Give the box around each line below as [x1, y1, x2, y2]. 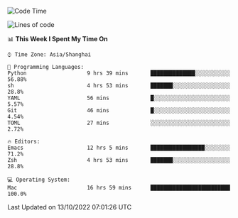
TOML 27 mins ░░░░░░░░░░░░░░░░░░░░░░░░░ [7, 119, 231, 126]
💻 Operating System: [7, 176, 71, 183]
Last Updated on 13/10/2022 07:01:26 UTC [7, 203, 132, 211]
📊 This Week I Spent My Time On [7, 35, 108, 43]
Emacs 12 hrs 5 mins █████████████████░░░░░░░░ [7, 144, 231, 151]
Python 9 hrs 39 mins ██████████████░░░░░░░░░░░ [7, 70, 231, 77]
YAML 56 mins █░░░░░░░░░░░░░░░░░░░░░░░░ [7, 94, 231, 102]
